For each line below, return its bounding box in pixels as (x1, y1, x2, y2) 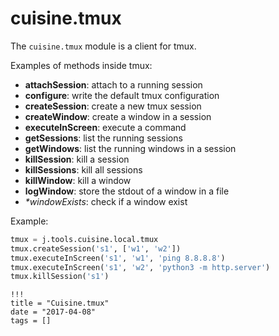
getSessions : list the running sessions (24, 132, 183, 144)
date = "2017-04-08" (10, 307, 97, 317)
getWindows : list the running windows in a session (24, 142, 237, 154)
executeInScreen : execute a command (24, 121, 187, 133)
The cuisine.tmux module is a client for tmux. (10, 40, 197, 52)
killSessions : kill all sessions (24, 163, 143, 176)
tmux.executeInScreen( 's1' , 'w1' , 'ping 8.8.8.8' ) (10, 253, 226, 263)
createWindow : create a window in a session (24, 110, 212, 122)
